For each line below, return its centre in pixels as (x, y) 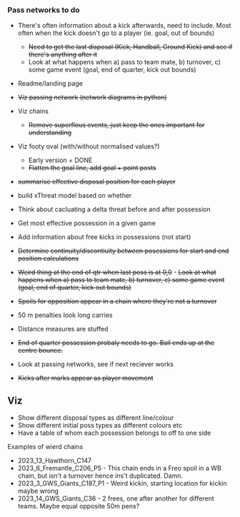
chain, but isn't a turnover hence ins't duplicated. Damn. (100, 476)
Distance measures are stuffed (63, 329)
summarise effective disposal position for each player (97, 182)
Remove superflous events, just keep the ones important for (116, 125)
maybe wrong (38, 491)
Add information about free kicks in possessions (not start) (104, 237)
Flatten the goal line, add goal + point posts (92, 168)
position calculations (48, 258)
